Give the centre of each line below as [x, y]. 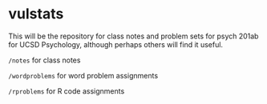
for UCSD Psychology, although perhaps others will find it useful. [115, 44]
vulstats [36, 14]
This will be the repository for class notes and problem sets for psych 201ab [133, 36]
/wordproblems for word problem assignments [83, 75]
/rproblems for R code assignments [67, 91]
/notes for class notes [44, 60]
